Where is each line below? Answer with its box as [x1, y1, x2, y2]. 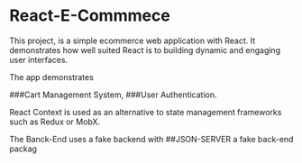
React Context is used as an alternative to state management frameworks [9, 106, 282, 117]
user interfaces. [9, 54, 69, 65]
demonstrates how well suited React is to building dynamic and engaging [9, 44, 281, 55]
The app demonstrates [9, 71, 95, 82]
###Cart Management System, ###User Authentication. [9, 89, 218, 100]
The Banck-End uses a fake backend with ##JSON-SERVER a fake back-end [9, 133, 294, 144]
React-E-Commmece [9, 5, 171, 26]
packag [9, 143, 38, 154]
